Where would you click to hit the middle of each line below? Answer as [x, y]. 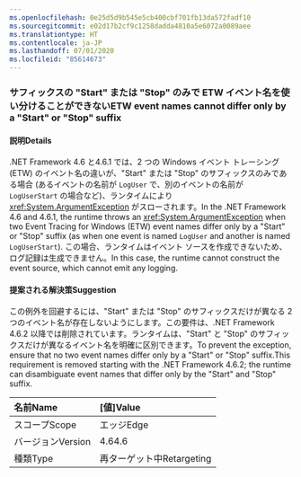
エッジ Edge [124, 425]
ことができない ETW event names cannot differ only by [166, 106]
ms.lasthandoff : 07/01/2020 [62, 51]
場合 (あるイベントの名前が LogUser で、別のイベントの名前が [130, 184]
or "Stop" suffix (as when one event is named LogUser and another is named [150, 236]
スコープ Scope [45, 425]
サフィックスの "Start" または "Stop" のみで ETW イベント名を [145, 93]
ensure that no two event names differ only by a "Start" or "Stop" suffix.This [150, 355]
